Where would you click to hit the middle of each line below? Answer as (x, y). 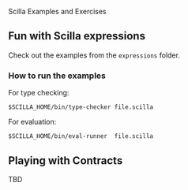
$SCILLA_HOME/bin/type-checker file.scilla (81, 107)
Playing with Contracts (66, 160)
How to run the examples (57, 76)
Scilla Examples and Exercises (57, 11)
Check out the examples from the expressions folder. (94, 55)
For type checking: (39, 93)
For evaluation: (32, 122)
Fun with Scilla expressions (77, 36)
